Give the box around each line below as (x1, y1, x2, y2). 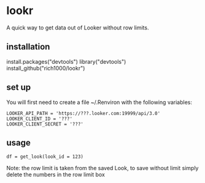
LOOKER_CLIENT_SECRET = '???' (6, 121, 84, 127)
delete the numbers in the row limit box (6, 171, 106, 178)
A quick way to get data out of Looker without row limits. (6, 24, 149, 31)
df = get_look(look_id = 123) (6, 154, 84, 160)
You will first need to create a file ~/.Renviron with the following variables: (6, 99, 192, 106)
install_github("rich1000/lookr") (6, 64, 85, 72)
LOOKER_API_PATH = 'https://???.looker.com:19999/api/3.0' (6, 110, 161, 116)
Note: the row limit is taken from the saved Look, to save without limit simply (6, 165, 199, 172)
